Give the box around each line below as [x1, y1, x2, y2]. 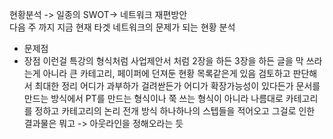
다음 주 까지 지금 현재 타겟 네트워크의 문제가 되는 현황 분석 [9, 21, 236, 33]
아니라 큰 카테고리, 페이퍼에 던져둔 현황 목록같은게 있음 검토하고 [42, 68, 291, 79]
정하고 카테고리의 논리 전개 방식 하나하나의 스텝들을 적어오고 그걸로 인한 [34, 105, 316, 117]
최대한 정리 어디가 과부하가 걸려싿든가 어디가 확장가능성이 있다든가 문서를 [34, 80, 321, 92]
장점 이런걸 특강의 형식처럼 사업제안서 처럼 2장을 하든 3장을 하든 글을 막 [23, 55, 304, 67]
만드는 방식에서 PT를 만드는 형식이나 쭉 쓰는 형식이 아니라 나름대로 [23, 93, 284, 104]
